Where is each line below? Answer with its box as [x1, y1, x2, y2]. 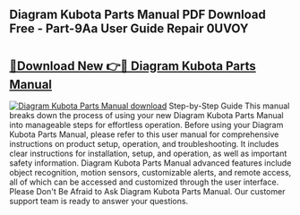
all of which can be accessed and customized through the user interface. [9, 176, 279, 187]
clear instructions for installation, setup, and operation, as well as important [9, 148, 287, 159]
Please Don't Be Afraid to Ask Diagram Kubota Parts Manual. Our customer [9, 186, 286, 196]
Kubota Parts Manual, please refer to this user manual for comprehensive [9, 129, 279, 140]
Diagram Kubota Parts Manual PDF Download [9, 7, 266, 22]
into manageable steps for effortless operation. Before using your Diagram [9, 120, 284, 130]
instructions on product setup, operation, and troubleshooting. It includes [9, 139, 279, 149]
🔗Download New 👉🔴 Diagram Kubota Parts [9, 58, 257, 73]
